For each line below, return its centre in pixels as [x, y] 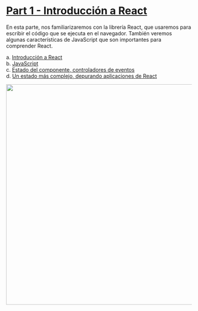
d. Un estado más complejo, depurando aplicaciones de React [82, 76]
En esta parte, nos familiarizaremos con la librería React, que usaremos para [99, 27]
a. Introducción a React [34, 57]
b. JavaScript [22, 63]
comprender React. [29, 46]
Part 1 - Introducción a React [77, 11]
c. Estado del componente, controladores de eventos [70, 69]
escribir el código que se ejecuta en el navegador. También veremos [89, 33]
